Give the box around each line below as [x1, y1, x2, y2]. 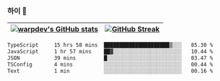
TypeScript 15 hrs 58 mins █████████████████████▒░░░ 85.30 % [7, 42, 214, 49]
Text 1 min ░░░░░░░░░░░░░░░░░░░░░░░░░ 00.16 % [7, 67, 214, 74]
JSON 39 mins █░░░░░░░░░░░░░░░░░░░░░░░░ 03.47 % [7, 55, 214, 62]
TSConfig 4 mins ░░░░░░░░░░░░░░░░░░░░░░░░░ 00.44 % [7, 61, 214, 68]
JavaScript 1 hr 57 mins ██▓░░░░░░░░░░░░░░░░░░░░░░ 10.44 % [7, 48, 214, 55]
